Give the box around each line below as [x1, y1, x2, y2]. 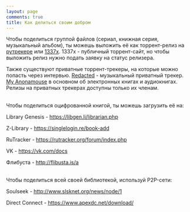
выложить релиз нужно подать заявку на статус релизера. [6, 54, 155, 62]
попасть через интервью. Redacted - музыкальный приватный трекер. [6, 72, 184, 79]
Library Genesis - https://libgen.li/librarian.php [6, 113, 119, 120]
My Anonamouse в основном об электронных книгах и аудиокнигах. [6, 78, 178, 85]
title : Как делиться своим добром [6, 19, 91, 25]
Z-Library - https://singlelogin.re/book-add [6, 124, 110, 132]
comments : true [6, 14, 44, 20]
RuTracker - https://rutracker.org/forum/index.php [6, 136, 128, 143]
